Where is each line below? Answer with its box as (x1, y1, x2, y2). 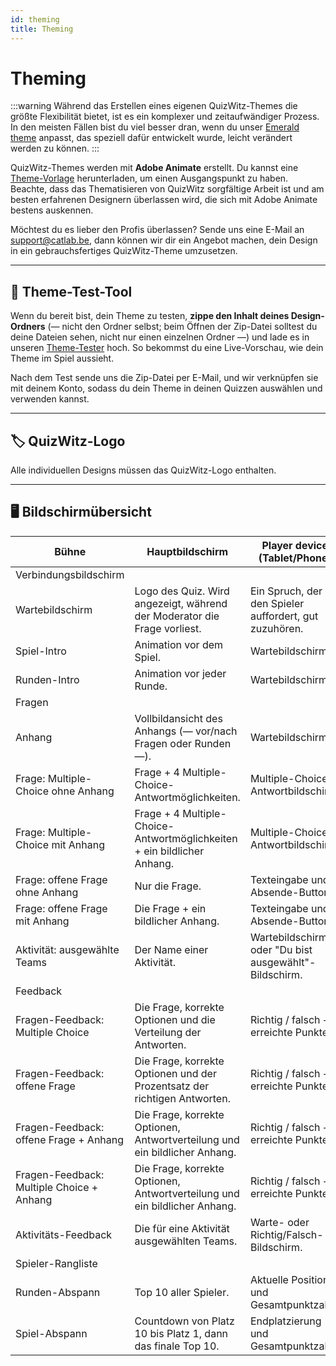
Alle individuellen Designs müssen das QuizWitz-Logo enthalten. (10, 464, 277, 476)
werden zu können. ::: (10, 142, 100, 155)
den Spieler (249, 596, 305, 610)
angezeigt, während (134, 596, 228, 610)
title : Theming (10, 24, 74, 34)
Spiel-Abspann (15, 1326, 88, 1340)
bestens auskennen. (10, 204, 94, 216)
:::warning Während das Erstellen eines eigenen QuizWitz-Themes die (10, 100, 298, 112)
